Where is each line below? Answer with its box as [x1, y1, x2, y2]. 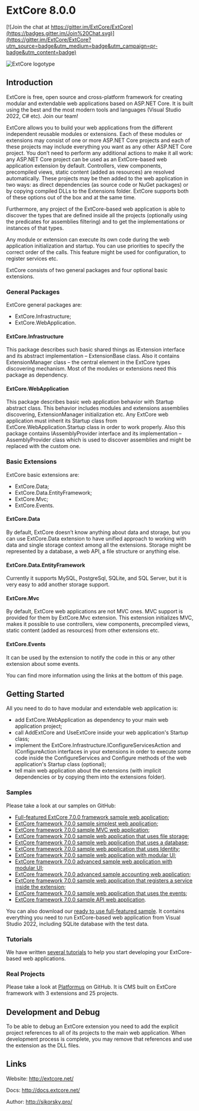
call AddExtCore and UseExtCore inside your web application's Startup [14, 729, 189, 736]
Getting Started [6, 689, 65, 699]
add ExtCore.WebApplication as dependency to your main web [14, 717, 169, 724]
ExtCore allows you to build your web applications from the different [6, 124, 173, 131]
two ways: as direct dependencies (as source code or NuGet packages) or [6, 181, 189, 188]
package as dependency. [6, 371, 68, 379]
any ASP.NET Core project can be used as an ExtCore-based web [6, 156, 168, 163]
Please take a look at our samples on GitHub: [6, 802, 116, 809]
